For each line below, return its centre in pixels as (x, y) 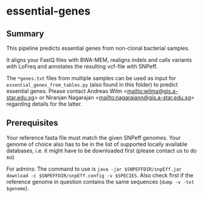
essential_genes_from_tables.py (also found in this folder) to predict (92, 84)
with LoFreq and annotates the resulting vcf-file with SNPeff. (82, 66)
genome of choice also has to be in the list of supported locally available (97, 144)
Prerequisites (32, 123)
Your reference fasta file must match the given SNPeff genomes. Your (94, 137)
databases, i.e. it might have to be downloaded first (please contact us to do (101, 151)
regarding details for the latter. (44, 104)
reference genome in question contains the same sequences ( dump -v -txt (100, 182)
